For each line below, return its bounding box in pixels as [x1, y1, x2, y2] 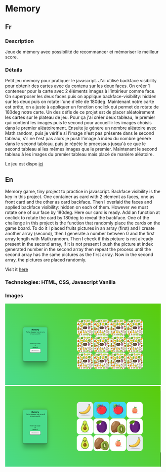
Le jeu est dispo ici [5, 161, 43, 167]
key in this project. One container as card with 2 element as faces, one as [5, 194, 155, 200]
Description [5, 38, 34, 45]
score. [5, 54, 18, 60]
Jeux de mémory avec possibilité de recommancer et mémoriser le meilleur [5, 49, 159, 54]
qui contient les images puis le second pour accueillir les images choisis [5, 120, 152, 126]
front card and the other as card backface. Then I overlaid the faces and [5, 199, 152, 205]
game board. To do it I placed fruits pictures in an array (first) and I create [5, 225, 155, 231]
